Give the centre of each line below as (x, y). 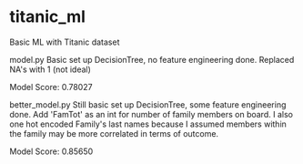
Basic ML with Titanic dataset (65, 42)
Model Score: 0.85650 (51, 151)
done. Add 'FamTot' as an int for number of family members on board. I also (151, 114)
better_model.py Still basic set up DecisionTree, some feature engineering (148, 104)
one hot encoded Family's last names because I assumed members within (148, 124)
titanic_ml (48, 17)
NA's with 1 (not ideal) (50, 69)
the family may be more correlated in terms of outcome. (114, 133)
